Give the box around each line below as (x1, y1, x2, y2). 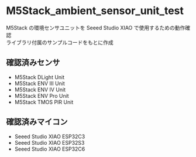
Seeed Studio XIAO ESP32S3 (14, 139, 85, 146)
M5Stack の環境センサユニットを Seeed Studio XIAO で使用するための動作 (6, 24, 185, 31)
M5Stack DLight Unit (14, 73, 65, 80)
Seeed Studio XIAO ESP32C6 (14, 145, 85, 152)
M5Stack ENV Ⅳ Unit (14, 86, 66, 93)
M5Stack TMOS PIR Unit (14, 98, 74, 105)
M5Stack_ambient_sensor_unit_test (6, 4, 184, 18)
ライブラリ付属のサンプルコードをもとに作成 (6, 39, 114, 46)
